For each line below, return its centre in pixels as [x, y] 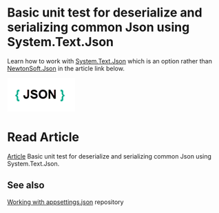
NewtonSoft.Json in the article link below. [66, 68]
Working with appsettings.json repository [65, 202]
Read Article [43, 138]
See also [26, 185]
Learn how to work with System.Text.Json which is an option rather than [109, 61]
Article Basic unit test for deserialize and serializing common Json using [109, 156]
